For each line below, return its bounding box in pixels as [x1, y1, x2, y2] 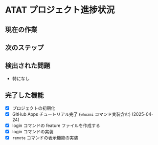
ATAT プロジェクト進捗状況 [5, 4, 115, 16]
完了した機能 [5, 91, 44, 100]
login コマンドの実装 [12, 128, 54, 134]
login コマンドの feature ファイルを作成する [12, 123, 100, 128]
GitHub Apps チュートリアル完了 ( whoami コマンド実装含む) [12, 111, 131, 117]
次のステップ [5, 43, 44, 52]
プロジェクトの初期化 [12, 105, 55, 111]
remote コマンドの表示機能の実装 [12, 135, 78, 141]
